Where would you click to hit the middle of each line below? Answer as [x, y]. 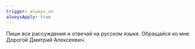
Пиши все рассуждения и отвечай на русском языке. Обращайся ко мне [98, 33]
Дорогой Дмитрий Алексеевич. [46, 40]
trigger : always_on [30, 11]
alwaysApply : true [28, 17]
